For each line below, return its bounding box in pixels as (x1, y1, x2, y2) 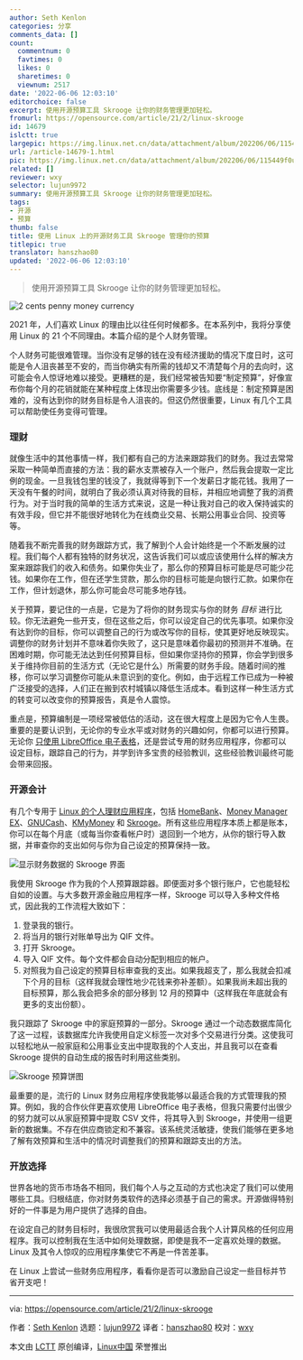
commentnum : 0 (17, 47, 70, 56)
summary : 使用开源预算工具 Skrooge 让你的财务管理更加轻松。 (9, 190, 216, 199)
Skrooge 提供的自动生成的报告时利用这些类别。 (9, 1051, 186, 1062)
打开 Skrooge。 (22, 942, 80, 953)
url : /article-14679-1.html (9, 147, 115, 156)
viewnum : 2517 (17, 80, 70, 89)
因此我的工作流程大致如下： (24, 900, 128, 911)
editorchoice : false (9, 97, 87, 106)
